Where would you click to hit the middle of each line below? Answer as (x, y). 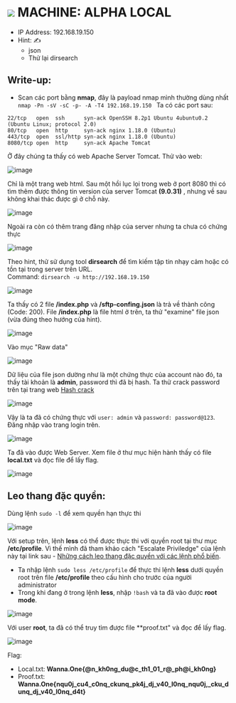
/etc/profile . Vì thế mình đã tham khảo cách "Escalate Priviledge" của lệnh (117, 548)
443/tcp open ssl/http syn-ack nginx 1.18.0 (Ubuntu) (92, 137)
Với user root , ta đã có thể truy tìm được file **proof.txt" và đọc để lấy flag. (117, 628)
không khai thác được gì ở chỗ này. (59, 199)
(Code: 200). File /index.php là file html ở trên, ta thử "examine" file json (113, 312)
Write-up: (29, 80)
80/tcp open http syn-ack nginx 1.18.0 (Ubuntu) (92, 130)
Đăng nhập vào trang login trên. (54, 425)
